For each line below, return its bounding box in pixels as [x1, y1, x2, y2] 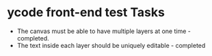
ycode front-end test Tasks [7, 5, 165, 20]
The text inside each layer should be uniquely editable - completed [16, 41, 206, 49]
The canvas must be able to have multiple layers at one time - [16, 27, 191, 35]
